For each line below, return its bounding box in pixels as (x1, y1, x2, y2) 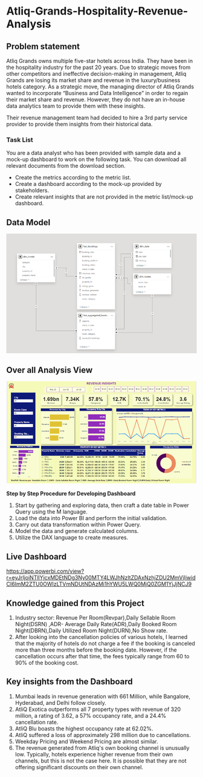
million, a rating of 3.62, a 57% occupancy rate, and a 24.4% (14, 712, 167, 719)
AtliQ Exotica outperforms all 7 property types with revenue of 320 (14, 706, 181, 713)
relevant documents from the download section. (6, 162, 126, 170)
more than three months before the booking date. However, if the (14, 646, 177, 653)
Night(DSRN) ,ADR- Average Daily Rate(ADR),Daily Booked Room (14, 620, 177, 627)
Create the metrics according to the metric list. (14, 174, 132, 181)
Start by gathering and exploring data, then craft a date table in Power (14, 501, 189, 509)
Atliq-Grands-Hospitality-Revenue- (6, 4, 188, 18)
